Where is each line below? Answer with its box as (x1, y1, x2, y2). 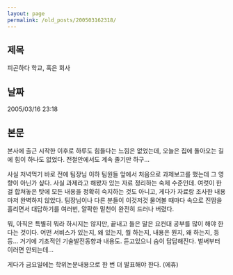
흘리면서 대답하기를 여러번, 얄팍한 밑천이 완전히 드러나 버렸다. (7, 204, 175, 212)
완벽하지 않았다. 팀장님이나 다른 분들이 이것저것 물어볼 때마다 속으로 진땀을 (19, 196, 223, 204)
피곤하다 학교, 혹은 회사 (7, 64, 71, 72)
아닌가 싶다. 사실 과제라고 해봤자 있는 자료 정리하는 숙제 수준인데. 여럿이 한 (19, 178, 223, 187)
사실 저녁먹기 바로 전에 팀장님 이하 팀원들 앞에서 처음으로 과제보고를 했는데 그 (7, 169, 217, 178)
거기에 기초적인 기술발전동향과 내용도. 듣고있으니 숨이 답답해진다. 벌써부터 (19, 237, 220, 245)
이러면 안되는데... (7, 245, 54, 253)
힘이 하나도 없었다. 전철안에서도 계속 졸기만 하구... (14, 155, 150, 163)
